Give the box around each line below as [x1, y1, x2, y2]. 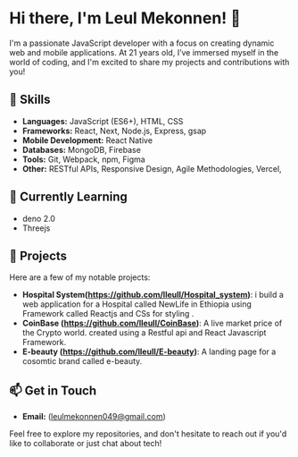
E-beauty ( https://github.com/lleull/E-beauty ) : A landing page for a [21, 346, 277, 357]
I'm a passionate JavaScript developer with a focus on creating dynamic [9, 38, 275, 48]
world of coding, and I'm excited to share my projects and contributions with [9, 56, 290, 67]
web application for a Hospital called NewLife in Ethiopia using [21, 299, 252, 309]
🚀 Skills [9, 92, 51, 107]
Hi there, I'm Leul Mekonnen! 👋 [9, 8, 241, 29]
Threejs [21, 223, 51, 233]
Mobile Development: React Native [21, 134, 153, 146]
